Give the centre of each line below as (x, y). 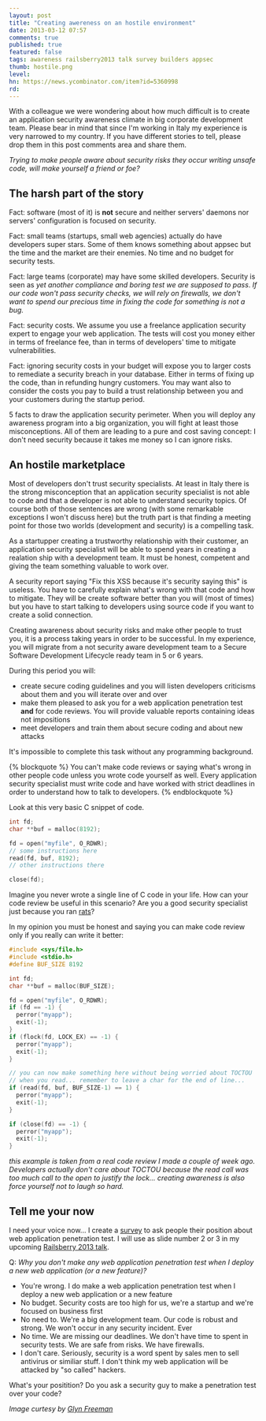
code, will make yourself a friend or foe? (74, 169)
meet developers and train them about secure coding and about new (131, 728)
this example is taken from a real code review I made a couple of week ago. (132, 1161)
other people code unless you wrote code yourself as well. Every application (133, 775)
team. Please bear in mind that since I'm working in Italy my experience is (128, 128)
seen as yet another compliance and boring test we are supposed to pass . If (133, 285)
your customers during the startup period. (77, 399)
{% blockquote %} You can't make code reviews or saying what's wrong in (130, 767)
